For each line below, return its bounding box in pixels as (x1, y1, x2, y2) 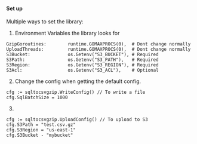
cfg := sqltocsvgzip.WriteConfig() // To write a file (6, 90, 146, 96)
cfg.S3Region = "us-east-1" (6, 127, 76, 133)
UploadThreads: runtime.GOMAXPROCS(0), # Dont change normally (6, 47, 191, 53)
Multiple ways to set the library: (6, 18, 84, 25)
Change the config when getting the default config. (14, 78, 141, 85)
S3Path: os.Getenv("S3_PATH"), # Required (6, 57, 159, 63)
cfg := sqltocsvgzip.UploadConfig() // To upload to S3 (6, 117, 148, 122)
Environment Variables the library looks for (14, 30, 120, 37)
